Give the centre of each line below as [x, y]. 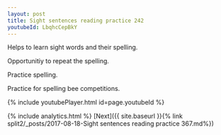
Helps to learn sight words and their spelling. [73, 48]
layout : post [27, 14]
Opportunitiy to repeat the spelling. [58, 61]
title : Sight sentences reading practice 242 [75, 21]
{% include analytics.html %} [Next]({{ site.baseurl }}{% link [95, 116]
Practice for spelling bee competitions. [64, 89]
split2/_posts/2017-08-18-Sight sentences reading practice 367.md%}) [111, 124]
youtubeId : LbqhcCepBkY [42, 27]
